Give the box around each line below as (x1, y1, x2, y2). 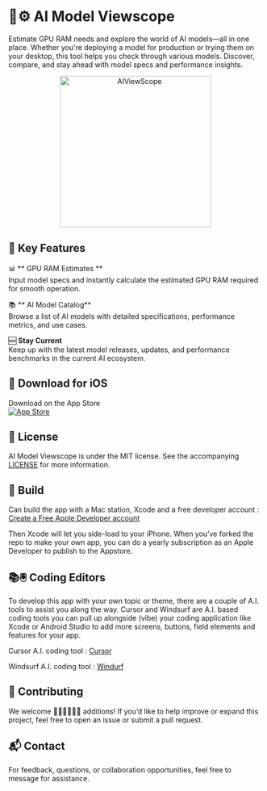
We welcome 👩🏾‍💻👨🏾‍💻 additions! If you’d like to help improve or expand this (8, 706, 259, 716)
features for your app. (8, 630, 81, 640)
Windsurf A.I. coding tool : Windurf (8, 662, 124, 671)
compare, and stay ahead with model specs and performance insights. (8, 60, 244, 69)
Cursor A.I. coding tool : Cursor (8, 646, 112, 655)
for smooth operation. (8, 283, 81, 293)
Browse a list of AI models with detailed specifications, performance (8, 311, 236, 321)
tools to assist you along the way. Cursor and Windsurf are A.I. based (8, 605, 239, 614)
